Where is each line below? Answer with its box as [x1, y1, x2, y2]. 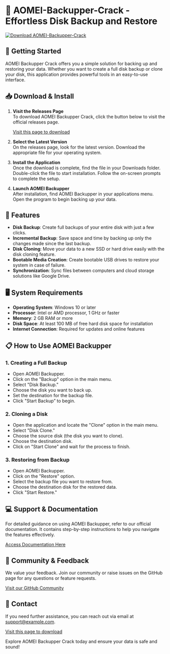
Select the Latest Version [12, 138, 67, 144]
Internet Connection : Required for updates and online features [12, 326, 145, 332]
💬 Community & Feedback [5, 556, 89, 565]
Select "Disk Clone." [12, 427, 55, 434]
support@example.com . [5, 618, 56, 625]
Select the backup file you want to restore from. [12, 479, 113, 485]
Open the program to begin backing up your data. [12, 196, 117, 202]
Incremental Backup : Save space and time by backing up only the [12, 235, 152, 241]
